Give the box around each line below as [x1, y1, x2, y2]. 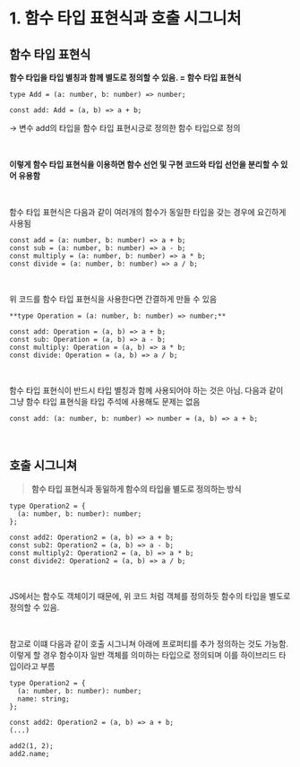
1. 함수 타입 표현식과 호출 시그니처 [9, 8, 242, 29]
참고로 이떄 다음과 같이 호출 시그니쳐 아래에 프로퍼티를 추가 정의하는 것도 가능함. [9, 638, 289, 649]
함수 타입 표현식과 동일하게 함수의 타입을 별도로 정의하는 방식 [30, 484, 242, 494]
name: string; [17, 694, 70, 703]
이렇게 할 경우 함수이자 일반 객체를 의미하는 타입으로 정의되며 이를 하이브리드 [9, 649, 278, 660]
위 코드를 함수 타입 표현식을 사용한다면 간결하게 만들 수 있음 [9, 293, 218, 304]
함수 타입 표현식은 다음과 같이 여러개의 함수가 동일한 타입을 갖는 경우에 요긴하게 [9, 207, 287, 217]
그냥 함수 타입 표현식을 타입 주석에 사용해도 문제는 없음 [9, 397, 201, 406]
